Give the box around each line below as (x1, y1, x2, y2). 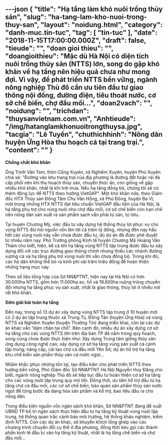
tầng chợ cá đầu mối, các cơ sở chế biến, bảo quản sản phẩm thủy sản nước (5, 382, 162, 388)
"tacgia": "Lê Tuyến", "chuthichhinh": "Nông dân (5, 130, 163, 139)
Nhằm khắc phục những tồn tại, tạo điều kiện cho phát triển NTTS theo (5, 361, 151, 367)
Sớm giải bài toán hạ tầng (5, 299, 59, 305)
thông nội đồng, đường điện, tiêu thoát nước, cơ (5, 91, 156, 100)
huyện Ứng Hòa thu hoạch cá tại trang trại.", (5, 138, 144, 147)
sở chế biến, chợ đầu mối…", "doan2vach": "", (5, 99, 152, 108)
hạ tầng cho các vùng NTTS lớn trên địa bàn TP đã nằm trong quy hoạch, (5, 330, 156, 336)
